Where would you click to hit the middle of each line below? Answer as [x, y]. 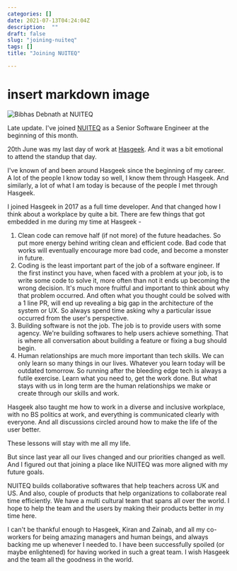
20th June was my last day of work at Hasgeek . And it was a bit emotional [115, 149]
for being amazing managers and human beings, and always [121, 537]
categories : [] [30, 14]
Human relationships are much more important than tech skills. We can [121, 355]
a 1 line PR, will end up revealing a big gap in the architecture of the [115, 303]
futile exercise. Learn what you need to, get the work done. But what [117, 378]
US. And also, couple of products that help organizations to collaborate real [117, 493]
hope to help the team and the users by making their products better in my [116, 508]
